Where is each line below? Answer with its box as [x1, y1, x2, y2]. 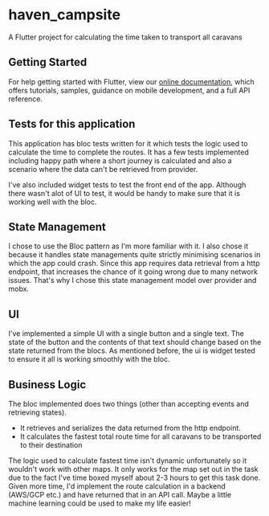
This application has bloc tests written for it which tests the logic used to [8, 138, 248, 148]
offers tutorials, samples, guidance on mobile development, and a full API [8, 85, 251, 95]
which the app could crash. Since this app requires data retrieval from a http [8, 259, 260, 268]
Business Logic [8, 378, 87, 391]
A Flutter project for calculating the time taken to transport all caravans [8, 32, 243, 42]
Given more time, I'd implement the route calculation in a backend [8, 481, 226, 491]
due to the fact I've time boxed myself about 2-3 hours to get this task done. [8, 473, 261, 482]
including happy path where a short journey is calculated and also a [8, 155, 232, 166]
